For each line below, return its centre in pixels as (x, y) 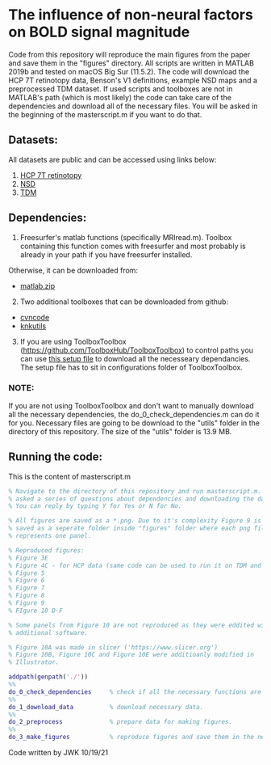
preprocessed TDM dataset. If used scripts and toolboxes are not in (121, 89)
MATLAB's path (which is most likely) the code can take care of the (120, 97)
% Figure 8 (27, 596)
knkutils (33, 326)
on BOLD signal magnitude (99, 32)
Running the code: (56, 457)
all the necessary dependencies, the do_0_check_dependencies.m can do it (134, 414)
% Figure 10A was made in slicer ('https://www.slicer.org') (113, 647)
